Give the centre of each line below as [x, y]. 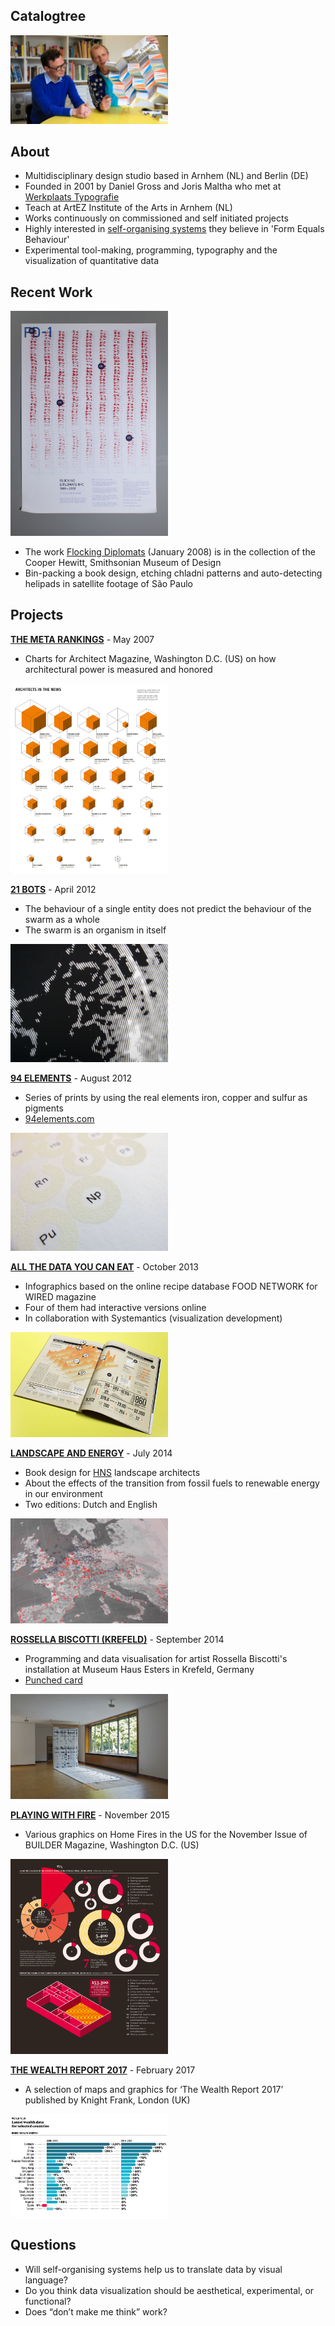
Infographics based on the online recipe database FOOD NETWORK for [171, 1286]
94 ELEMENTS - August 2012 [71, 1078]
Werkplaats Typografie [72, 197]
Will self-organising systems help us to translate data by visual [153, 2269]
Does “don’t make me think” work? [96, 2311]
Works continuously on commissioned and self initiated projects [156, 218]
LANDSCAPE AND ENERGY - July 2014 [91, 1453]
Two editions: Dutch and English [91, 1504]
